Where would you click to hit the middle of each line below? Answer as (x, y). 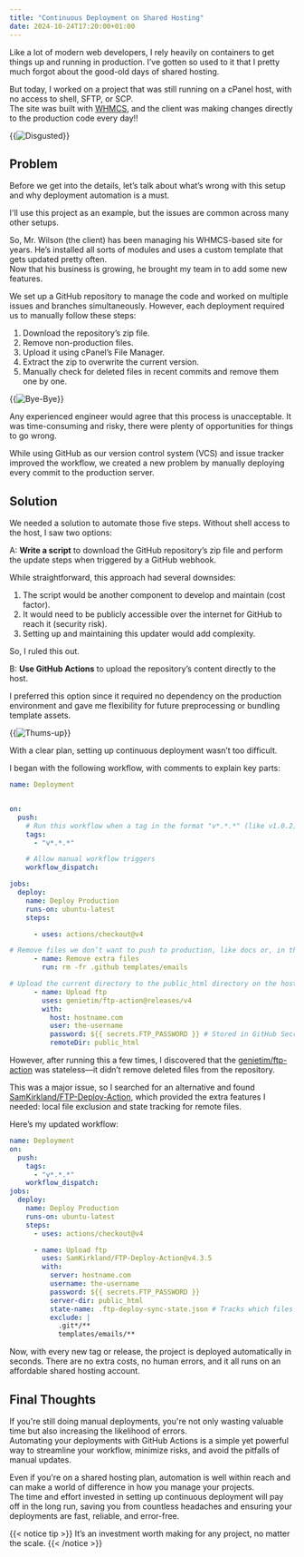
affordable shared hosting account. (75, 1371)
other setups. (34, 222)
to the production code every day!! (74, 118)
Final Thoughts (53, 1400)
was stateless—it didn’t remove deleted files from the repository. (155, 1070)
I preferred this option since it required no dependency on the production (146, 696)
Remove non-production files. (78, 343)
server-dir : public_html (96, 1300)
